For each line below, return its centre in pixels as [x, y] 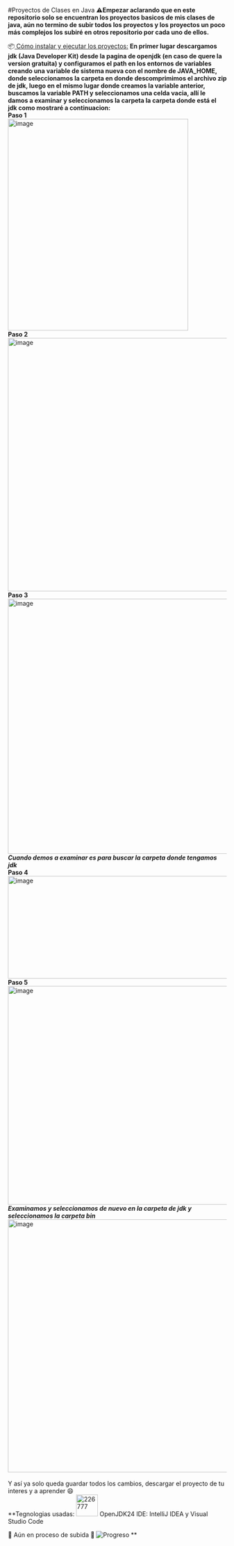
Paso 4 [18, 872]
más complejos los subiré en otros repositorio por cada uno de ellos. [108, 32]
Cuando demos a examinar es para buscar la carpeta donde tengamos [112, 857]
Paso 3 [18, 595]
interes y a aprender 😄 [41, 1491]
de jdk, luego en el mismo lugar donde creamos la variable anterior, [107, 86]
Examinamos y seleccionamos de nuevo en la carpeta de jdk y [100, 1208]
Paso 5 [18, 982]
